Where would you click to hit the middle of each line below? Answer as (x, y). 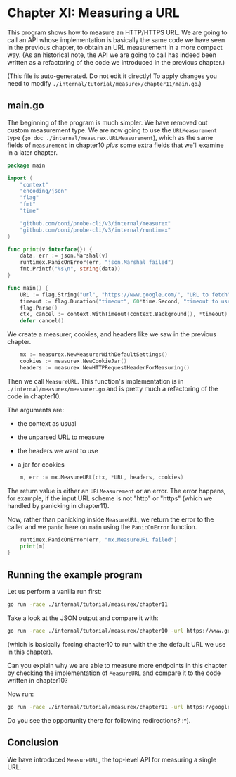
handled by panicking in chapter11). (58, 505)
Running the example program (75, 575)
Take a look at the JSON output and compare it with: (83, 618)
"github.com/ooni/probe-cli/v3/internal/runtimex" (96, 230)
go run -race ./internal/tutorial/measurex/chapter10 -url (96, 631)
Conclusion (33, 743)
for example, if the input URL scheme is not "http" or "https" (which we (110, 498)
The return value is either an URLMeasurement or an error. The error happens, (117, 491)
